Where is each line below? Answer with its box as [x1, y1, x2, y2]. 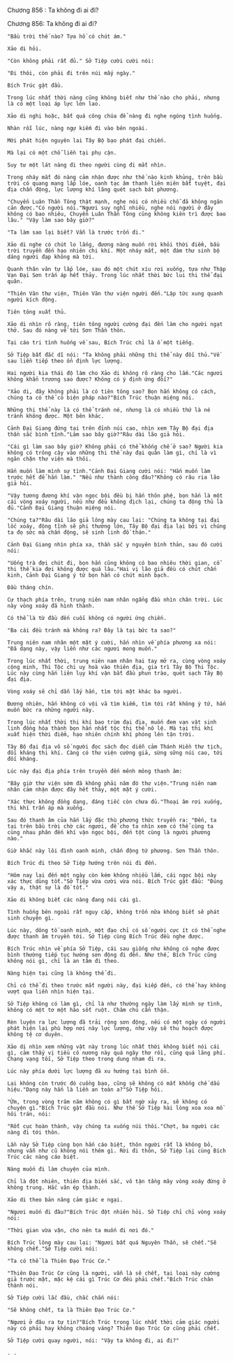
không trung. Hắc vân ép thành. [7, 1184, 101, 1191]
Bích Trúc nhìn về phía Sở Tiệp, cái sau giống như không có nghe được [7, 945, 220, 952]
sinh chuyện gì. [7, 915, 54, 922]
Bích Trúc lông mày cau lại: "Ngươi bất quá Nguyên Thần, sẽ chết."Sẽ [7, 1239, 217, 1246]
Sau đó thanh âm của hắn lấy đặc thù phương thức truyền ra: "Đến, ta [7, 817, 217, 824]
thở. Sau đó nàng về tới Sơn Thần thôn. [7, 327, 127, 334]
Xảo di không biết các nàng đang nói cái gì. [7, 896, 142, 903]
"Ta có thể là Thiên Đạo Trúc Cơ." [7, 1257, 111, 1264]
